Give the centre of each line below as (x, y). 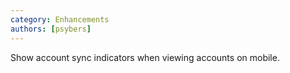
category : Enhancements (60, 19)
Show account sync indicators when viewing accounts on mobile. (145, 57)
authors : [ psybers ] (51, 29)
